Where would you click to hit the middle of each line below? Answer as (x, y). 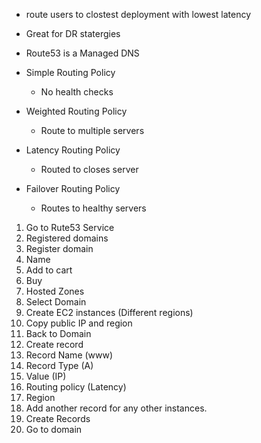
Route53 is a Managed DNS (82, 53)
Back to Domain (58, 333)
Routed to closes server (89, 169)
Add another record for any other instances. (116, 408)
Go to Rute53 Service (70, 227)
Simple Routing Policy (70, 72)
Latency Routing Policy (73, 150)
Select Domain (56, 302)
